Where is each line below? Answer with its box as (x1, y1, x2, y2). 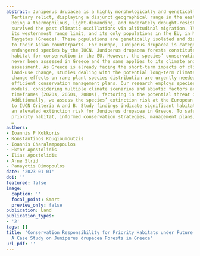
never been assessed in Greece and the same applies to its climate (11, 58, 185, 64)
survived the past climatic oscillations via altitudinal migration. (11, 25, 187, 31)
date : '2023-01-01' (6, 169, 55, 175)
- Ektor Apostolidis (6, 147, 58, 153)
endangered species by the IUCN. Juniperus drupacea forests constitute (11, 48, 196, 53)
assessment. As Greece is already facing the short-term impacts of (11, 64, 185, 70)
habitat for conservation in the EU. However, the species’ (11, 53, 164, 59)
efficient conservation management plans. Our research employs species (11, 81, 196, 87)
